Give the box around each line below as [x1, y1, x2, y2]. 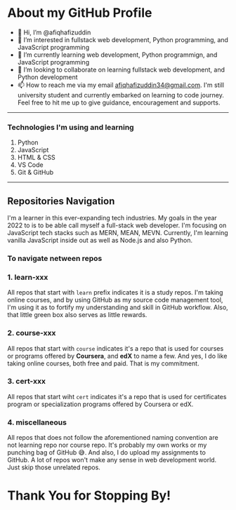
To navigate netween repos [7, 253, 103, 263]
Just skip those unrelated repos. [7, 463, 100, 471]
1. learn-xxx [7, 272, 48, 282]
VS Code [17, 161, 44, 169]
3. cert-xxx [7, 377, 46, 387]
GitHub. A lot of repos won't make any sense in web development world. [7, 456, 217, 464]
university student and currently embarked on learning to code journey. [17, 90, 225, 99]
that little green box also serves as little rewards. [7, 311, 147, 319]
